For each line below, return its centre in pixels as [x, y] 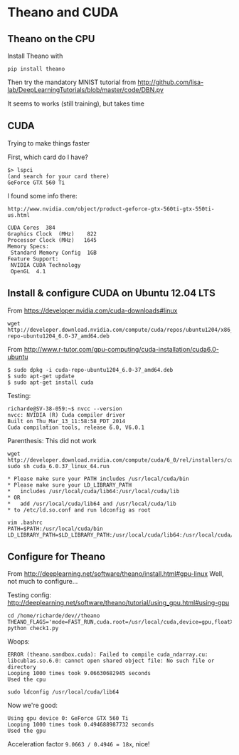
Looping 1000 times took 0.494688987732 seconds [81, 725]
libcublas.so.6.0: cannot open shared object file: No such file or [111, 661]
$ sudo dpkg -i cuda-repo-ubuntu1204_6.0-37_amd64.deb [90, 370]
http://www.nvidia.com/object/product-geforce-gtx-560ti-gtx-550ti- [111, 209]
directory [22, 667]
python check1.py [33, 629]
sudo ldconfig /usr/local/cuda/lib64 [63, 692]
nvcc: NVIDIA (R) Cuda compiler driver [67, 415]
